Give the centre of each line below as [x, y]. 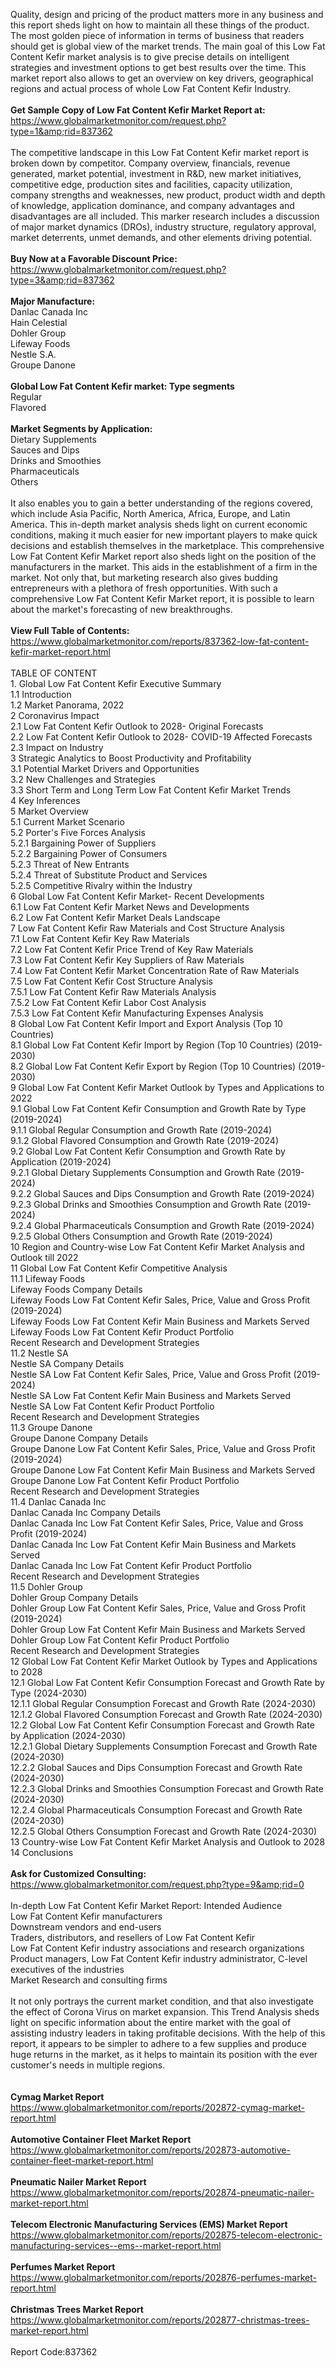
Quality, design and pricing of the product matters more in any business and [167, 14]
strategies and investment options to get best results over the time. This [158, 67]
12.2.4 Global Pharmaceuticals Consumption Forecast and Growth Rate [156, 1810]
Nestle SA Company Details [67, 1363]
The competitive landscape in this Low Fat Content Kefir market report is [160, 152]
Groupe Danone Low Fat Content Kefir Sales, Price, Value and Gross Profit [163, 1448]
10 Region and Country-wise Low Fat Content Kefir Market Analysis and [157, 1247]
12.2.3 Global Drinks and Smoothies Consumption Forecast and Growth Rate [167, 1788]
